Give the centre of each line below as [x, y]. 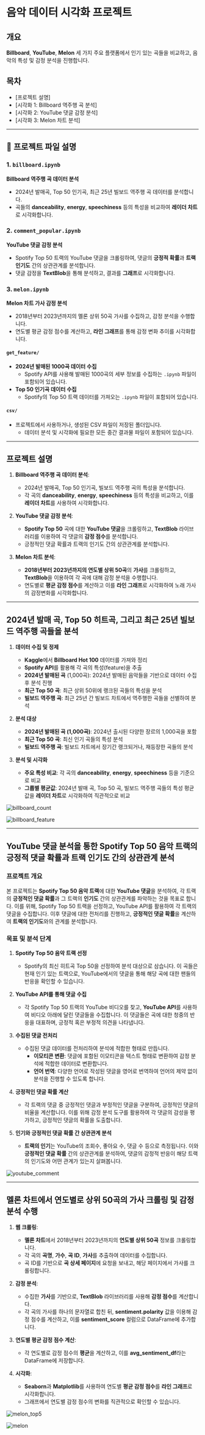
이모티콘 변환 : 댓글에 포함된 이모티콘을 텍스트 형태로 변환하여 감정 [111, 1056]
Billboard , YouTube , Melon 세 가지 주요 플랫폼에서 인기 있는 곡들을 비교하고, [99, 53]
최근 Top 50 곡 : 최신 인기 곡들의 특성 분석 [74, 739]
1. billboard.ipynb [34, 165]
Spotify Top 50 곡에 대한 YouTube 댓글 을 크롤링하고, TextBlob [101, 529]
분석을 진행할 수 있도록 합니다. [69, 1079]
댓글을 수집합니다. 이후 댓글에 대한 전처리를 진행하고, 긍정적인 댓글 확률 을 [93, 914]
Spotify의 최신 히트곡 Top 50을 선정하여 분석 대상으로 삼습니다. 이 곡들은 [111, 966]
